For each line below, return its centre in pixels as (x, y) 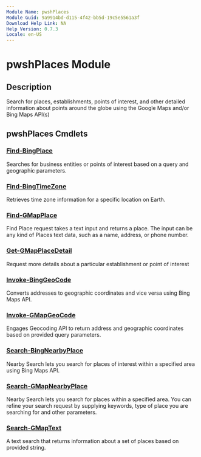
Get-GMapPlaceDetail (39, 251)
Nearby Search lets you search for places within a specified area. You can (99, 399)
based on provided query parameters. (54, 335)
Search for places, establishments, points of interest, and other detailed (96, 101)
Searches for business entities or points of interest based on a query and (97, 164)
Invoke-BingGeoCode (39, 280)
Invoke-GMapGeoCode (41, 315)
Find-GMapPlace (32, 215)
